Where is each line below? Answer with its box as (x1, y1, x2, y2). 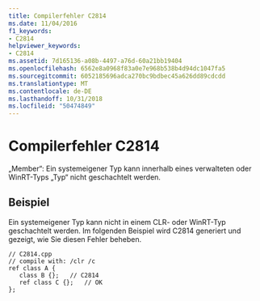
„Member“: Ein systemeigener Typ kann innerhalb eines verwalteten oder (8, 163, 252, 174)
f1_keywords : (8, 27, 52, 35)
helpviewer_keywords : (8, 42, 82, 50)
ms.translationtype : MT (8, 79, 89, 87)
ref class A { (8, 264, 57, 272)
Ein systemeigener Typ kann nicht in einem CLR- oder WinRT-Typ (8, 217, 226, 227)
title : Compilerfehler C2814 (8, 11, 107, 20)
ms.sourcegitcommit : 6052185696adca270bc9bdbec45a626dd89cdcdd (8, 72, 226, 80)
